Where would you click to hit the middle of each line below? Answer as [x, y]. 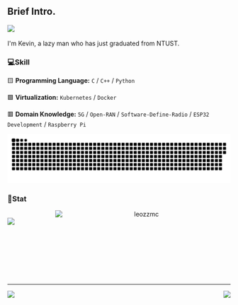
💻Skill [19, 62]
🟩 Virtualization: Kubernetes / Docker [62, 98]
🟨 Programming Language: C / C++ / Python [71, 81]
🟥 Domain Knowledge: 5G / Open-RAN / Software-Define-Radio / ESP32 [108, 114]
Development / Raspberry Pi [47, 125]
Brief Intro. [32, 12]
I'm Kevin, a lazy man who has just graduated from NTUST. [93, 43]
